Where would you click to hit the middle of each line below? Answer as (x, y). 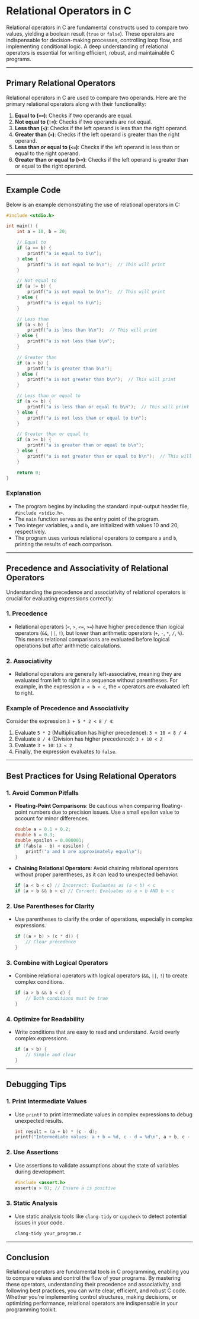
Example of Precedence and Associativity (68, 709)
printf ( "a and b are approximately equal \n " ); (84, 851)
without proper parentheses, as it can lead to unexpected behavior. (97, 874)
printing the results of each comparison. (64, 544)
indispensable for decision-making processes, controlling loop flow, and (94, 40)
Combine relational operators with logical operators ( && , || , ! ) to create (101, 975)
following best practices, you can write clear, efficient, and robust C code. (96, 1290)
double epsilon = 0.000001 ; (49, 840)
